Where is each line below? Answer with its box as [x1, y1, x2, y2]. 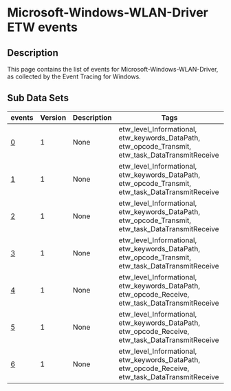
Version [40, 112, 67, 122]
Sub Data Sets [7, 92, 69, 104]
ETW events [7, 19, 78, 35]
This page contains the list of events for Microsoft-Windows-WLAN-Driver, [7, 65, 219, 73]
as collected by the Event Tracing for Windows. [7, 72, 141, 81]
